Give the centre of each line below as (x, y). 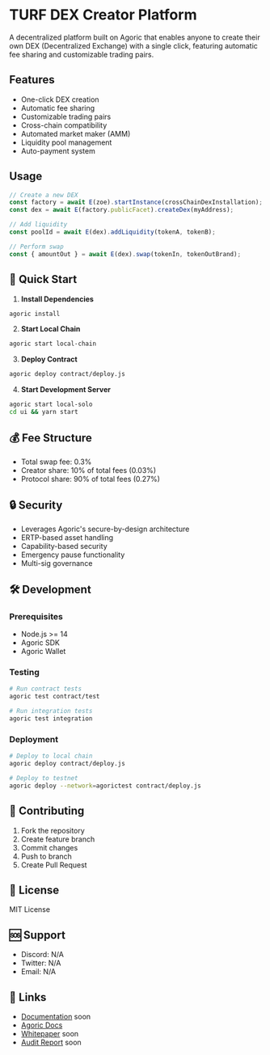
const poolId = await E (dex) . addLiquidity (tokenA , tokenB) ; (113, 232)
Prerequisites (36, 616)
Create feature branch (58, 839)
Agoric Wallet (43, 652)
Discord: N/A (42, 955)
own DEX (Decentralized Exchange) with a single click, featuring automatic (133, 45)
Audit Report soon (51, 1042)
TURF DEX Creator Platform (103, 15)
